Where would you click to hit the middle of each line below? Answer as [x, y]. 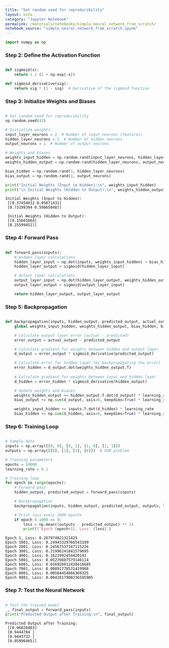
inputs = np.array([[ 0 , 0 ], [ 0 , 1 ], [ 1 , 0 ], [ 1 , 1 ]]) [63, 446]
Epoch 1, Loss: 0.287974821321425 [41, 538]
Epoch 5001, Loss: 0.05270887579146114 [47, 560]
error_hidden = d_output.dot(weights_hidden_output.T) [73, 368]
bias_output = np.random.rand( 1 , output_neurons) [58, 176]
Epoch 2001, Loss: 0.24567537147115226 [47, 547]
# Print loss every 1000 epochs [48, 515]
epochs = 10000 [21, 464]
